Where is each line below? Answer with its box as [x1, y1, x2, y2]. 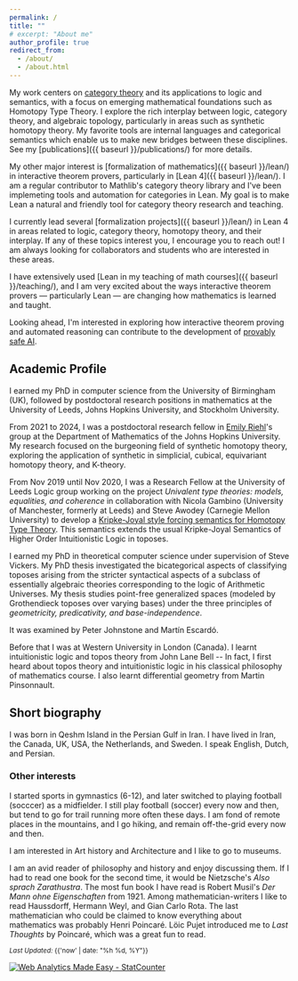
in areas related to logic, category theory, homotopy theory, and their [9, 225, 262, 236]
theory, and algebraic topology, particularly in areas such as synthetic [9, 115, 265, 126]
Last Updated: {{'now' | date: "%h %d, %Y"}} [9, 945, 149, 955]
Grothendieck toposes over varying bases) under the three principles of [9, 597, 273, 608]
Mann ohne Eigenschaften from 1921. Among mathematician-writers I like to [9, 891, 287, 902]
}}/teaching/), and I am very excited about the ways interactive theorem [9, 280, 271, 291]
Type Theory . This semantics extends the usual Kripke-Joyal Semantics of [9, 523, 282, 534]
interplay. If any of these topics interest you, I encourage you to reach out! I [9, 235, 285, 246]
